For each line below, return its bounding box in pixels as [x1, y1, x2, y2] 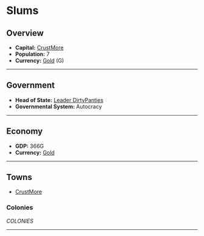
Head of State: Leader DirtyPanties [15, 96, 104, 103]
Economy [6, 126, 43, 137]
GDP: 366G [15, 142, 44, 150]
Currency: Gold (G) [15, 57, 64, 64]
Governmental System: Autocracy [15, 103, 102, 110]
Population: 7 [15, 50, 50, 58]
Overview [6, 28, 44, 38]
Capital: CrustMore [15, 44, 64, 51]
